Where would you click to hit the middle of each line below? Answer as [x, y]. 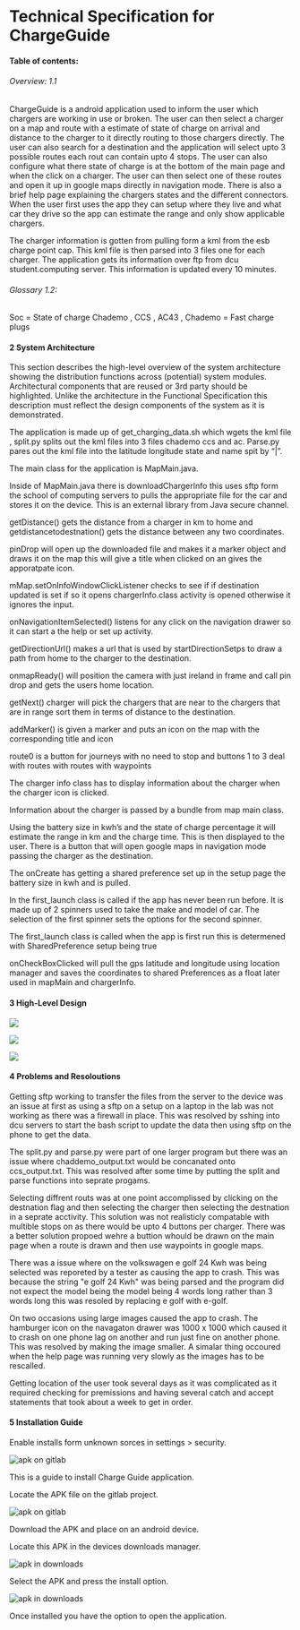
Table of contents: [44, 61]
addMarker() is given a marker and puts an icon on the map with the [134, 729]
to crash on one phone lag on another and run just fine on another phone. [145, 1337]
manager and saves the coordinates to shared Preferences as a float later [145, 973]
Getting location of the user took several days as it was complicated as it [143, 1383]
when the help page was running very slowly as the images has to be [137, 1356]
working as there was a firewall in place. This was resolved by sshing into [145, 1115]
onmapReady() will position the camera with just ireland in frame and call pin [150, 676]
